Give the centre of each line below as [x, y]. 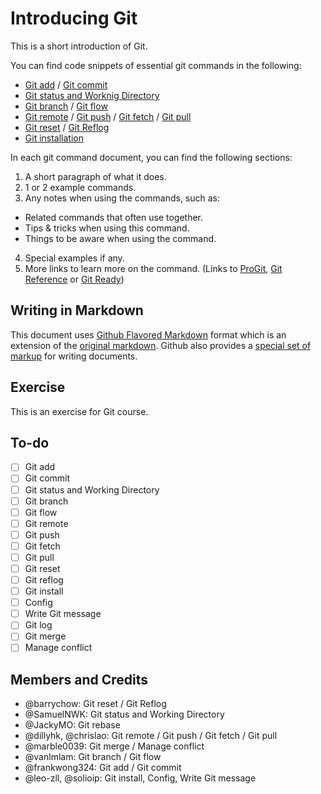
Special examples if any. [74, 258]
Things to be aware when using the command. [120, 238]
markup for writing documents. [74, 356]
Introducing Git [74, 18]
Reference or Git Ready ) [74, 279]
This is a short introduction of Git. [79, 46]
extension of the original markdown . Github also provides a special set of [161, 345]
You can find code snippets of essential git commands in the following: [156, 65]
